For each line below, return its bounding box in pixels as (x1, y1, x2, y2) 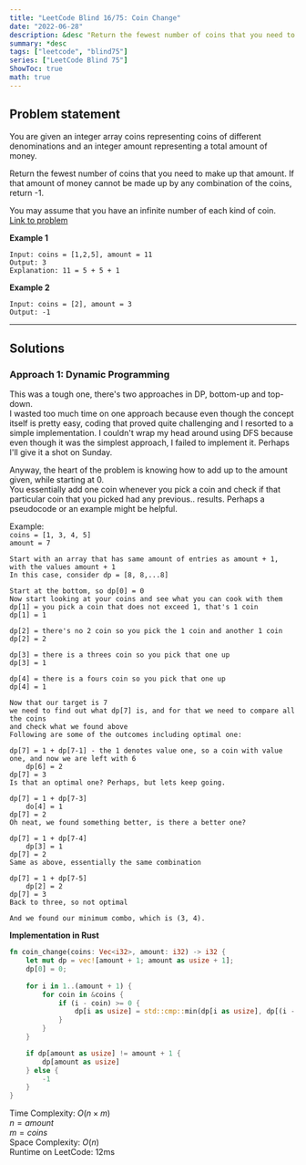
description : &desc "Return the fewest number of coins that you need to (9, 30, 296, 39)
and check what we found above (9, 723, 128, 732)
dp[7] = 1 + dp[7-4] (9, 834, 88, 844)
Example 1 (9, 232, 48, 243)
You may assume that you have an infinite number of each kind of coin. (9, 204, 276, 215)
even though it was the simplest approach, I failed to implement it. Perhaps (9, 437, 290, 448)
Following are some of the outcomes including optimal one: (9, 731, 243, 740)
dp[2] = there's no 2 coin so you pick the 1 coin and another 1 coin (9, 627, 283, 636)
